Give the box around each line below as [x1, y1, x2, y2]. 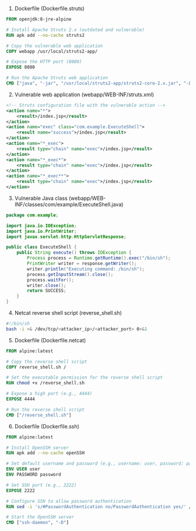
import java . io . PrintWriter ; [6, 228, 77, 234]
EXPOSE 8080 [6, 64, 35, 70]
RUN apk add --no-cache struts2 [6, 32, 85, 38]
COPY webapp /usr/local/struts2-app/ [6, 48, 98, 55]
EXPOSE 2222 [6, 488, 35, 493]
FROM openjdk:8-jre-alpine [6, 16, 72, 22]
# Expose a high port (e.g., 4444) [6, 391, 93, 397]
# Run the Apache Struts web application [6, 75, 108, 81]
